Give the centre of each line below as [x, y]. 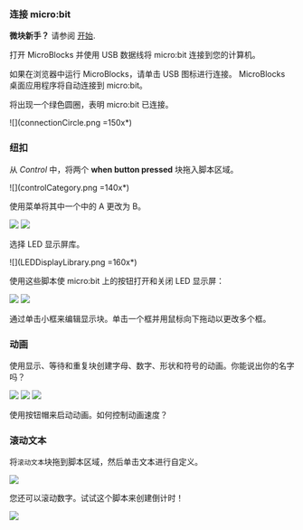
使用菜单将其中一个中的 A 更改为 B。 [78, 206]
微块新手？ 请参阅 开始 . [52, 36]
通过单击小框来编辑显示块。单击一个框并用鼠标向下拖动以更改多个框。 [140, 318]
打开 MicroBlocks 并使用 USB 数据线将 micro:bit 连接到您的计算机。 [135, 55]
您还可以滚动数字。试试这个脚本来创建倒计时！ [96, 498]
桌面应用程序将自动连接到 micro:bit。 [78, 85]
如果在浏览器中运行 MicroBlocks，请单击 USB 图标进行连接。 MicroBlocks [147, 74]
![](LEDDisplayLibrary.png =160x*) [73, 262]
